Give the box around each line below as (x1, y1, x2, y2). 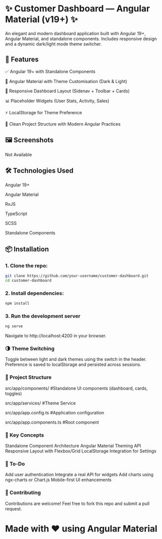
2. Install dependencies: (5, 290, 64, 297)
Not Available (5, 151, 32, 157)
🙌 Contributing (5, 489, 41, 496)
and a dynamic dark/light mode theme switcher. (5, 41, 102, 47)
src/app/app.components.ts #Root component (5, 419, 99, 425)
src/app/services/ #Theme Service (5, 400, 76, 406)
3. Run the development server (5, 313, 81, 319)
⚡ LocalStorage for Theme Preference (5, 109, 82, 115)
